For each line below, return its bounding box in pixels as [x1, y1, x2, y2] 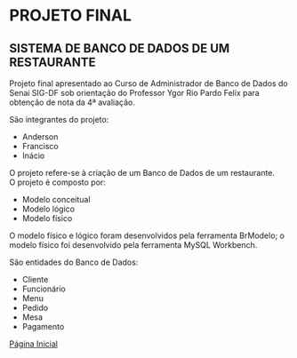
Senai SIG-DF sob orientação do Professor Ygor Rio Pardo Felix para [9, 88, 260, 98]
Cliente [21, 274, 49, 284]
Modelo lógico [21, 203, 76, 214]
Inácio [21, 150, 45, 161]
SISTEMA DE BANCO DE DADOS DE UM [9, 41, 230, 56]
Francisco [21, 141, 60, 151]
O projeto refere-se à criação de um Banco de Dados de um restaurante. [9, 168, 276, 178]
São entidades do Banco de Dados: [9, 257, 139, 267]
